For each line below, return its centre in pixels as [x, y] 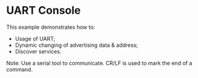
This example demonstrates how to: [51, 27]
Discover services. [38, 51]
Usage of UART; [35, 38]
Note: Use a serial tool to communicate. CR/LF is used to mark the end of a [99, 63]
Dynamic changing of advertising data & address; [76, 45]
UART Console [43, 10]
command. [20, 69]
